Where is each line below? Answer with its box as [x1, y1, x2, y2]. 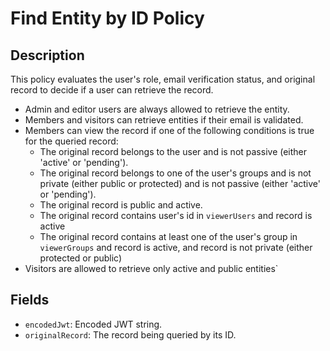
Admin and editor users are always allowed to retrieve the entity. [24, 103, 290, 115]
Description [10, 47, 85, 64]
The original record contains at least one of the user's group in [39, 231, 298, 242]
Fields [10, 292, 50, 309]
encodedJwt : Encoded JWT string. [24, 318, 163, 330]
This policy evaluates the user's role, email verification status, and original [10, 73, 316, 85]
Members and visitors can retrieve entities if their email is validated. [24, 114, 304, 126]
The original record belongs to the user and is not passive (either [39, 146, 308, 157]
